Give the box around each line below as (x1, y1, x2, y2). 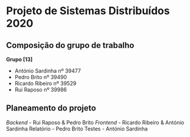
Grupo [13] (6, 56, 33, 63)
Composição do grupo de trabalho (6, 40, 135, 50)
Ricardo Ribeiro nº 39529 (14, 80, 77, 87)
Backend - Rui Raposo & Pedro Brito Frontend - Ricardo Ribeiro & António (6, 119, 185, 126)
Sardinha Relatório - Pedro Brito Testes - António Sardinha (6, 125, 148, 132)
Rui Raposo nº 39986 (14, 86, 67, 93)
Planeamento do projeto (6, 103, 96, 113)
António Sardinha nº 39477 (14, 67, 81, 74)
